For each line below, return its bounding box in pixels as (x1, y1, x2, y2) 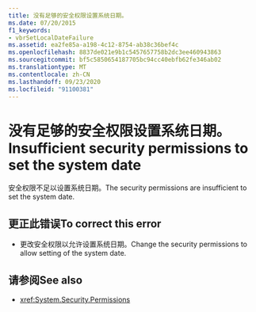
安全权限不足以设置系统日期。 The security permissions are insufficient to (8, 183, 247, 192)
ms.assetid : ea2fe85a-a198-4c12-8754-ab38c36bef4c (8, 41, 179, 49)
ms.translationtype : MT (8, 63, 87, 71)
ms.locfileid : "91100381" (8, 85, 94, 93)
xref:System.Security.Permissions (19, 295, 131, 304)
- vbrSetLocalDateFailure (8, 33, 94, 42)
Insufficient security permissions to (8, 139, 249, 157)
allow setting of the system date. (19, 249, 127, 258)
